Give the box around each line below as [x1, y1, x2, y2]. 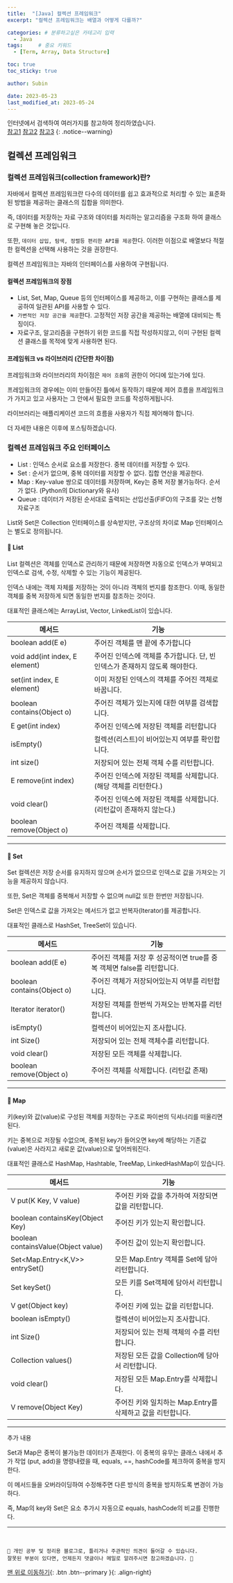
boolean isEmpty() [10, 1314, 71, 1323]
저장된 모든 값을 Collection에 [114, 1351, 205, 1361]
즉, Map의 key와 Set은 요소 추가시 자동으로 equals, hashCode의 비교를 [7, 1504, 202, 1512]
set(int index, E [10, 675, 60, 685]
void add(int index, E [10, 651, 78, 661]
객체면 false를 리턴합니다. [99, 963, 179, 973]
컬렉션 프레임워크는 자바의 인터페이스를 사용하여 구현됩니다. [7, 260, 169, 268]
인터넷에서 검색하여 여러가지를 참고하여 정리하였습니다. [7, 119, 156, 127]
